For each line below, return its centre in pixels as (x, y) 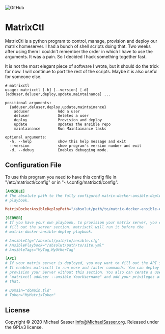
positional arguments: (28, 103)
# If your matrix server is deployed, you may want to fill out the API (81, 263)
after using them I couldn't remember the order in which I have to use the (79, 51)
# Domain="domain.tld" (28, 290)
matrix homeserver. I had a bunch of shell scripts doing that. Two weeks (78, 46)
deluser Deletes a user (52, 115)
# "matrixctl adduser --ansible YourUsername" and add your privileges (80, 277)
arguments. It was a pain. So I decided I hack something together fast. (76, 56)
